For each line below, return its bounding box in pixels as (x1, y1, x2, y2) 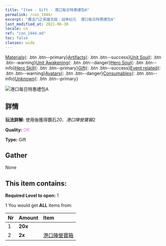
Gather (5, 151, 28, 160)
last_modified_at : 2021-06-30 (5, 21, 69, 27)
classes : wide (5, 40, 35, 45)
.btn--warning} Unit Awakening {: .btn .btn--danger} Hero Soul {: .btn (5, 59, 144, 66)
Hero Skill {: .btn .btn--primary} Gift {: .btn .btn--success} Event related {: (15, 65, 161, 71)
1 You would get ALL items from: (5, 203, 72, 209)
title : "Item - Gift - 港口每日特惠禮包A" (5, 7, 90, 13)
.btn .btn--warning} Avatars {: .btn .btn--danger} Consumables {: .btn (5, 70, 144, 76)
